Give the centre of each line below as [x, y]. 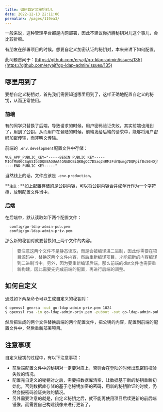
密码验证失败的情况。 [46, 393]
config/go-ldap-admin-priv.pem [41, 231]
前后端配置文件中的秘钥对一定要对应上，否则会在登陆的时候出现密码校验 [84, 368]
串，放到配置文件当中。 [28, 192]
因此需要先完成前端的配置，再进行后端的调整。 [81, 269]
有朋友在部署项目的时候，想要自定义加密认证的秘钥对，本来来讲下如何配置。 [81, 50]
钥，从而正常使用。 [24, 101]
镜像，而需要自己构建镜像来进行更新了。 [52, 405]
